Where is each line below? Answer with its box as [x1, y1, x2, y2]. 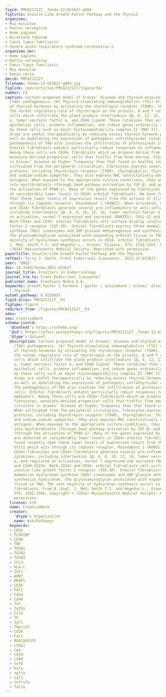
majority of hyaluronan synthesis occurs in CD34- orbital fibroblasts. [9, 237, 163, 243]
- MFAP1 [9, 578, 26, 584]
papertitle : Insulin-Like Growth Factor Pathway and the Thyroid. [5, 251, 145, 257]
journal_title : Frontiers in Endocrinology [5, 269, 96, 275]
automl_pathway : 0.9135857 [5, 293, 61, 298]
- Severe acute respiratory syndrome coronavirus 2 [5, 44, 114, 49]
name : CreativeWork [9, 505, 50, 510]
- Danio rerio [5, 72, 35, 77]
